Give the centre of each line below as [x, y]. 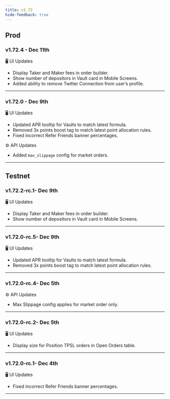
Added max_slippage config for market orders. [60, 155]
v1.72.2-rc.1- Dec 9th [32, 190]
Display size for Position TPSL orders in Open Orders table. [74, 346]
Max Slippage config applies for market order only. [66, 304]
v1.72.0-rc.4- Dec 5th [32, 284]
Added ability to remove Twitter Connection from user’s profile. [78, 84]
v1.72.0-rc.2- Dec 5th [32, 322]
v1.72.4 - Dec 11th [27, 50]
